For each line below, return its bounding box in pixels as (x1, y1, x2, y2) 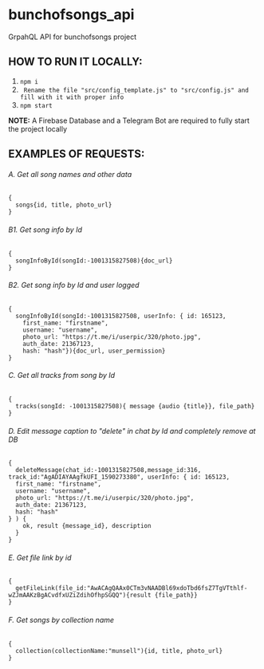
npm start (19, 101, 53, 109)
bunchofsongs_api (8, 6, 135, 24)
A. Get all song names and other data (8, 169, 132, 179)
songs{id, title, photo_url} (15, 201, 112, 209)
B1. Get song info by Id (8, 225, 82, 234)
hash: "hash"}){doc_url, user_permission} (22, 347, 166, 355)
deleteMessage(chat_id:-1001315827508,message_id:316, (15, 466, 202, 474)
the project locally (8, 124, 68, 133)
